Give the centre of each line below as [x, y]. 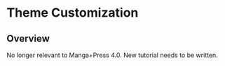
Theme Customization [73, 13]
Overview [28, 39]
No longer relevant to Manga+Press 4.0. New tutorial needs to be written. [112, 55]
